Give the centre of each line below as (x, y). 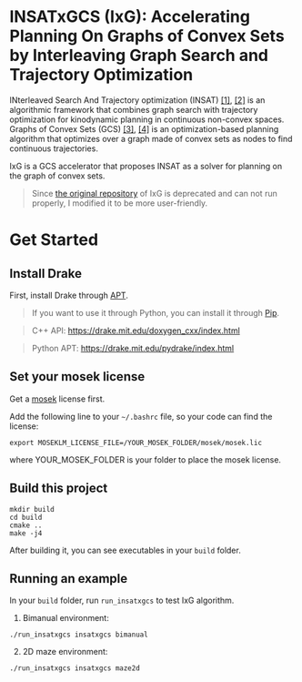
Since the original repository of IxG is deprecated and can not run (154, 193)
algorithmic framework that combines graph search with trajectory (134, 109)
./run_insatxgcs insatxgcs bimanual (79, 635)
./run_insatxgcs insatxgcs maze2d (75, 668)
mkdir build (32, 509)
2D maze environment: (65, 652)
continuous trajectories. (54, 148)
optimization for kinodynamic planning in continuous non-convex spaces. (147, 119)
